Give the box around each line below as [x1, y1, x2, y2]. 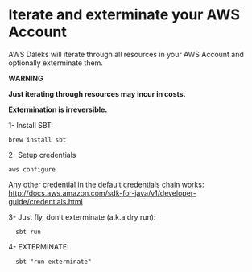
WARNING [8, 73, 43, 83]
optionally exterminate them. [8, 58, 103, 68]
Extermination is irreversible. [8, 105, 108, 114]
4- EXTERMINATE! [8, 241, 70, 251]
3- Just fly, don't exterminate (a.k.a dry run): [8, 212, 156, 222]
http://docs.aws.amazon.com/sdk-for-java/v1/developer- [8, 188, 197, 198]
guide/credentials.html [8, 196, 83, 206]
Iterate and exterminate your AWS [8, 6, 240, 24]
